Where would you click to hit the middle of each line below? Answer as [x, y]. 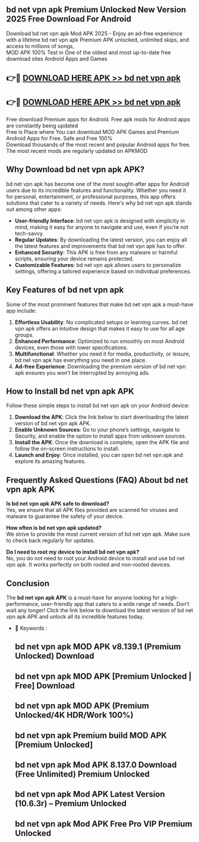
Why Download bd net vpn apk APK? [75, 170]
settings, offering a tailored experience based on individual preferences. [103, 271]
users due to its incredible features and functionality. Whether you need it [96, 190]
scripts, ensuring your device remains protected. [74, 259]
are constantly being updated [42, 126]
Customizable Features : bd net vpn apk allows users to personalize [98, 265]
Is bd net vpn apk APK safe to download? [58, 504]
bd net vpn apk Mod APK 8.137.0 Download [96, 765]
